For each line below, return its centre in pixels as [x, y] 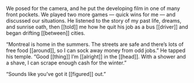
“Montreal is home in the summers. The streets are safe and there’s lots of [95, 44]
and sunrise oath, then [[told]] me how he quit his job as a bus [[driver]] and [97, 27]
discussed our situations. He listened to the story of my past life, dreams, [94, 21]
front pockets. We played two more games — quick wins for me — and [91, 15]
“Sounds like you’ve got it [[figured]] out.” [56, 74]
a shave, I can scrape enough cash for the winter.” [66, 63]
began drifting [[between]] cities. [46, 33]
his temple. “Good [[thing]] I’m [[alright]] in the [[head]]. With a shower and [96, 57]
